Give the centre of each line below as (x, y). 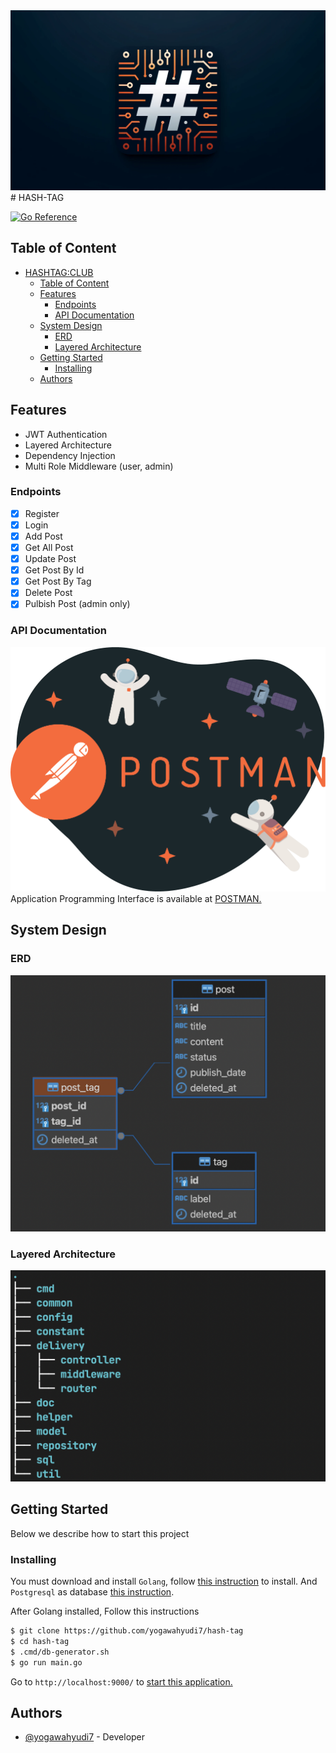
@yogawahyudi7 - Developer (85, 1737)
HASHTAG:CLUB (59, 272)
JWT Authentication (66, 434)
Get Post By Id (54, 570)
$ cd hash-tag (40, 1641)
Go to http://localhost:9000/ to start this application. (121, 1681)
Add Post (43, 536)
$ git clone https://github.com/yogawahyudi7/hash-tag (127, 1631)
